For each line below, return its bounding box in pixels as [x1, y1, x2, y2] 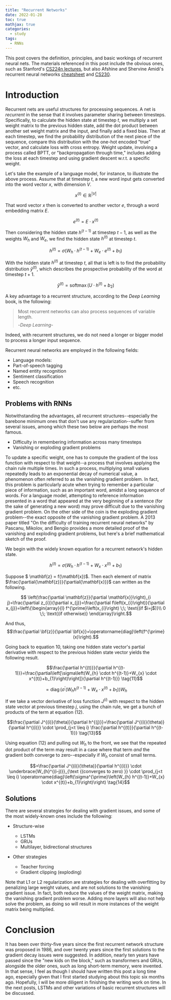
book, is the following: [5, 299, 52, 305]
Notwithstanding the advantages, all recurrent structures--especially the [5, 413, 158, 419]
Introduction [5, 89, 59, 100]
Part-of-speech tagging [12, 363, 63, 369]
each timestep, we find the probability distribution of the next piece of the [5, 133, 160, 139]
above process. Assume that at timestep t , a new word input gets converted [5, 176, 165, 182]
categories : [5, 27, 31, 32]
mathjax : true [5, 22, 36, 27]
